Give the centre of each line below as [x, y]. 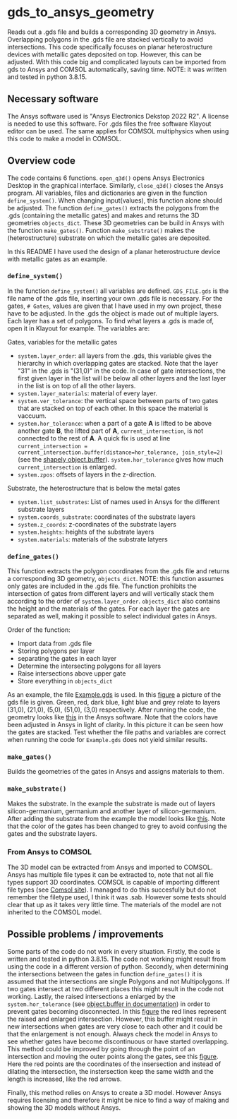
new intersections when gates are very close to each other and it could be [115, 1026]
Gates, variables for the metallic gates [62, 342]
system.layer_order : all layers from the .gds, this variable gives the [114, 355]
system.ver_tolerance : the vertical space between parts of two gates [118, 400]
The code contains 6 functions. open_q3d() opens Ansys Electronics [106, 178]
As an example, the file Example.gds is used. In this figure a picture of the [114, 695]
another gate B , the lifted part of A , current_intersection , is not [110, 431]
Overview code [42, 161]
